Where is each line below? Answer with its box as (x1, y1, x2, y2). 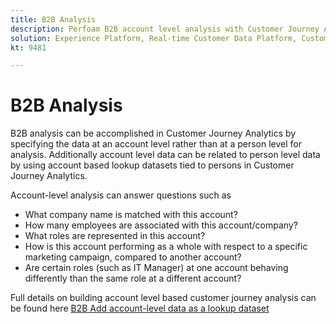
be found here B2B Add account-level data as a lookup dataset (10, 302, 270, 315)
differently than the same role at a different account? (24, 272, 242, 285)
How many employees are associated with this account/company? (24, 219, 298, 231)
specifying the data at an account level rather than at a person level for (10, 138, 302, 150)
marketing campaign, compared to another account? (24, 251, 242, 263)
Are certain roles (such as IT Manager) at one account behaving (24, 262, 289, 274)
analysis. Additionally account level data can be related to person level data (10, 149, 321, 161)
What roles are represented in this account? (24, 230, 206, 242)
